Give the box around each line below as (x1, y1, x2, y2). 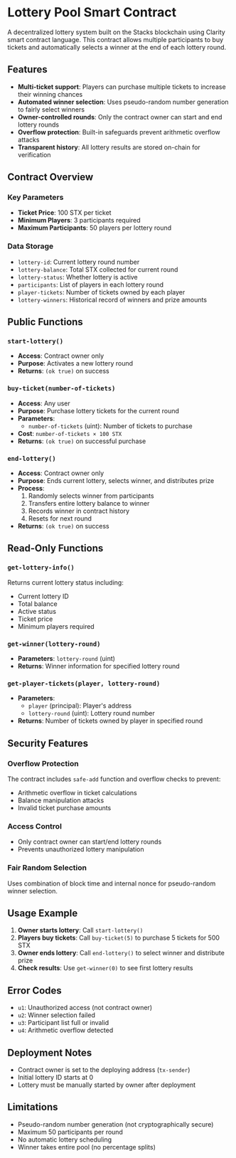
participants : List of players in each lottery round (17, 280, 164, 289)
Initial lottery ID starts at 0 (17, 1073, 94, 1082)
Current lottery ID (17, 592, 69, 600)
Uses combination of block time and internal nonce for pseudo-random (7, 879, 216, 888)
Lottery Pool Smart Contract (7, 4, 176, 21)
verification (17, 150, 51, 159)
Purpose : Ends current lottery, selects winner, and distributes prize (17, 477, 215, 485)
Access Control (7, 821, 63, 831)
